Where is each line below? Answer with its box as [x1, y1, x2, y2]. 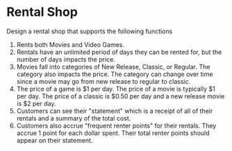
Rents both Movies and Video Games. [16, 40, 124, 48]
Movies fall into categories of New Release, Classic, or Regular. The [16, 62, 210, 71]
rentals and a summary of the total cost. [16, 114, 131, 122]
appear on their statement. [16, 136, 93, 144]
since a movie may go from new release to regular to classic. [16, 77, 191, 85]
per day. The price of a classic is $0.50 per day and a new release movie [16, 91, 225, 100]
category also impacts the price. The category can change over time [16, 70, 213, 78]
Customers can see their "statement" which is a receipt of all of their [16, 107, 213, 115]
